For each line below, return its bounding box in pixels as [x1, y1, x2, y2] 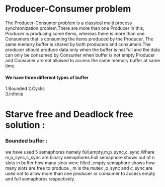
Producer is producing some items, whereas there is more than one [5, 30, 145, 36]
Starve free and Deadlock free [5, 109, 133, 120]
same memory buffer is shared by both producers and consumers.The [5, 41, 151, 47]
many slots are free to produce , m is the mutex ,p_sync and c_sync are [5, 165, 153, 171]
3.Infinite [5, 91, 24, 97]
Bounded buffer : [5, 137, 48, 145]
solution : [5, 119, 45, 131]
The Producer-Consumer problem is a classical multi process [5, 20, 132, 26]
